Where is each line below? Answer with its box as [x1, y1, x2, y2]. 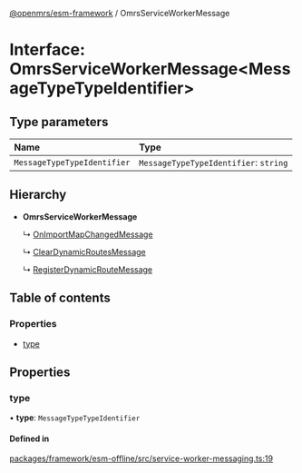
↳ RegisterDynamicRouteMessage [22, 263, 153, 275]
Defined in [9, 433, 50, 444]
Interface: [9, 40, 86, 60]
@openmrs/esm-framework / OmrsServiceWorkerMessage [9, 8, 230, 18]
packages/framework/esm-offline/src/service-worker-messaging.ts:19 [9, 453, 274, 464]
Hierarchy [9, 187, 67, 202]
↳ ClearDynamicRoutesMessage [22, 246, 147, 257]
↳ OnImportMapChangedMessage [22, 229, 153, 240]
